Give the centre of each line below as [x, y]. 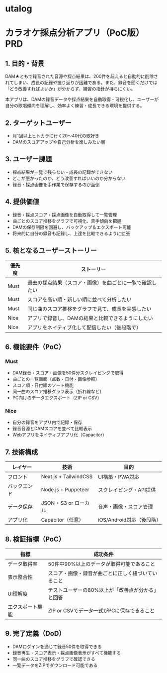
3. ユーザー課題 [29, 159]
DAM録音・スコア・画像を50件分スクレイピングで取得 [68, 373]
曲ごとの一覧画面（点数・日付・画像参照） [56, 379]
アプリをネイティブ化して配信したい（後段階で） [84, 328]
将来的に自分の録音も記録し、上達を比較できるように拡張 [71, 233]
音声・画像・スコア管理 [125, 507]
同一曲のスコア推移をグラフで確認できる [54, 659]
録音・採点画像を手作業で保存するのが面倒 [56, 184]
